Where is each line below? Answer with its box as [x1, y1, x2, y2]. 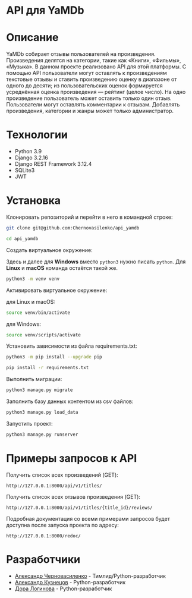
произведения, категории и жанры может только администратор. [6, 108, 174, 115]
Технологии [6, 128, 68, 141]
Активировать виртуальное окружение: [6, 287, 108, 294]
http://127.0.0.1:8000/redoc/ [6, 533, 81, 539]
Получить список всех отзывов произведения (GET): [6, 493, 141, 500]
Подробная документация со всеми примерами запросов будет [6, 515, 171, 522]
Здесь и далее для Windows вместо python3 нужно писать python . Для [6, 258, 186, 265]
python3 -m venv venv [6, 276, 60, 282]
